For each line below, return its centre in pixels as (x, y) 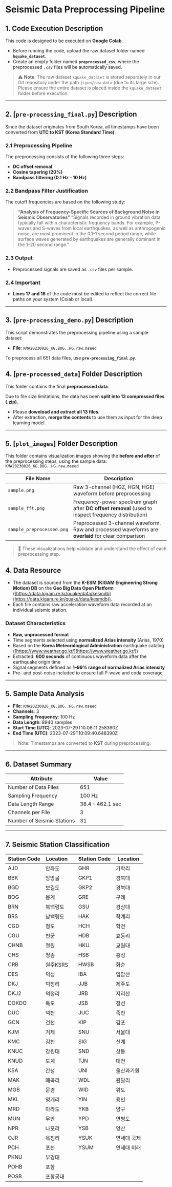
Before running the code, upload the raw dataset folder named (79, 51)
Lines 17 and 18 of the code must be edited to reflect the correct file (84, 294)
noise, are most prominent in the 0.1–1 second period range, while (87, 234)
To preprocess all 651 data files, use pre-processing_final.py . (71, 357)
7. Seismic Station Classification (58, 844)
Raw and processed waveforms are (116, 530)
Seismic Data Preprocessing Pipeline (85, 10)
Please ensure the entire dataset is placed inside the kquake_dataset (90, 88)
